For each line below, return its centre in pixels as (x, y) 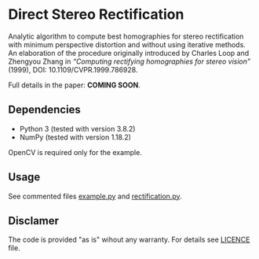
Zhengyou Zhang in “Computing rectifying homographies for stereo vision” (129, 61)
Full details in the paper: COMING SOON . (75, 85)
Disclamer (34, 221)
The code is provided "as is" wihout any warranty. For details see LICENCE (129, 240)
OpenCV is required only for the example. (75, 152)
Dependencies (44, 110)
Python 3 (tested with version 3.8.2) (77, 128)
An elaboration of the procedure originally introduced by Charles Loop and (129, 53)
